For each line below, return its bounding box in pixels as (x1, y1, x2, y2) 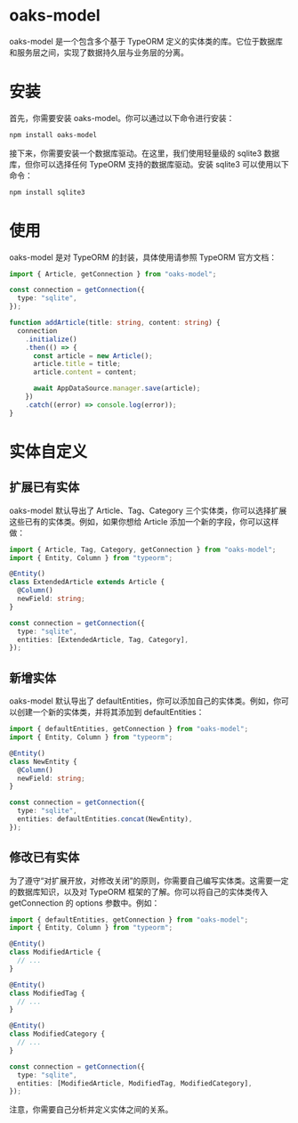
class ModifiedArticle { (9, 948, 101, 957)
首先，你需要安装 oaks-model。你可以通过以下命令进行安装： (9, 112, 235, 123)
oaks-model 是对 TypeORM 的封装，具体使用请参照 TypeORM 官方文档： (9, 251, 278, 263)
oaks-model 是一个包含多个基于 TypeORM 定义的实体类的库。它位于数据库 (9, 36, 283, 46)
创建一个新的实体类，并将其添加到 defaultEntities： (16, 707, 205, 718)
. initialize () (25, 335, 77, 344)
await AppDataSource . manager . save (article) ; (32, 384, 201, 393)
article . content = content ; (32, 368, 138, 377)
